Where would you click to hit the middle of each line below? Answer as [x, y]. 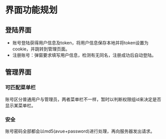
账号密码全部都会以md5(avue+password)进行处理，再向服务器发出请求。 [80, 131]
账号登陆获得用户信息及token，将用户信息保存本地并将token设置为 [81, 43]
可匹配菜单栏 [21, 88]
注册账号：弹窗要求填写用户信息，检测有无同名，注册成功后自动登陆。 [84, 55]
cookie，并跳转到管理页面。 [41, 49]
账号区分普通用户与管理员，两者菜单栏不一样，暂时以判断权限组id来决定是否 [83, 99]
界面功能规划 [32, 10]
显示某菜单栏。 [20, 105]
